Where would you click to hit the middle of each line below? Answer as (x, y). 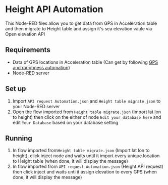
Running (19, 138)
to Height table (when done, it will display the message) (70, 161)
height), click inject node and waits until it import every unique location (86, 156)
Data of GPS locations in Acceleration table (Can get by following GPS (85, 62)
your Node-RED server (36, 106)
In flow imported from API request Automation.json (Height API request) (88, 167)
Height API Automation (54, 9)
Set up (16, 89)
